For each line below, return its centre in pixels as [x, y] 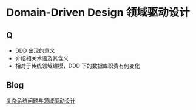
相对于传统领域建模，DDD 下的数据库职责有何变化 [78, 66]
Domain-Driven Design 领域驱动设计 [98, 12]
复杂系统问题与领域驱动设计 [41, 100]
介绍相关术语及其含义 [42, 58]
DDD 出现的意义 [35, 50]
